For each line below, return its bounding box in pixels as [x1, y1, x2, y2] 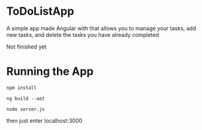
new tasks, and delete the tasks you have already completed [6, 31, 159, 38]
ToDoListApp [6, 4, 75, 18]
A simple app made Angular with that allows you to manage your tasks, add [6, 25, 196, 32]
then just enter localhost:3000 [6, 117, 83, 124]
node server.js [6, 106, 45, 112]
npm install [6, 85, 37, 91]
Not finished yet [6, 43, 47, 50]
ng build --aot [6, 95, 45, 102]
